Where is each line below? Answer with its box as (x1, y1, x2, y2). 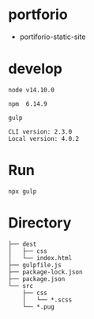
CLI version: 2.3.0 (8, 127, 73, 136)
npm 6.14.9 (8, 99, 47, 108)
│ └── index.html (8, 254, 73, 262)
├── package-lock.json (8, 268, 83, 276)
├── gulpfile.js (8, 261, 62, 269)
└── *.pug (22, 302, 55, 311)
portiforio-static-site (19, 32, 86, 41)
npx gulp (8, 187, 37, 196)
